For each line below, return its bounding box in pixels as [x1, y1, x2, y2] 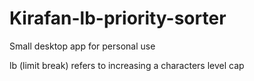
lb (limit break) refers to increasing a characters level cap [9, 59, 245, 71]
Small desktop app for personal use [9, 40, 156, 52]
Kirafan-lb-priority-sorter [9, 7, 227, 30]
